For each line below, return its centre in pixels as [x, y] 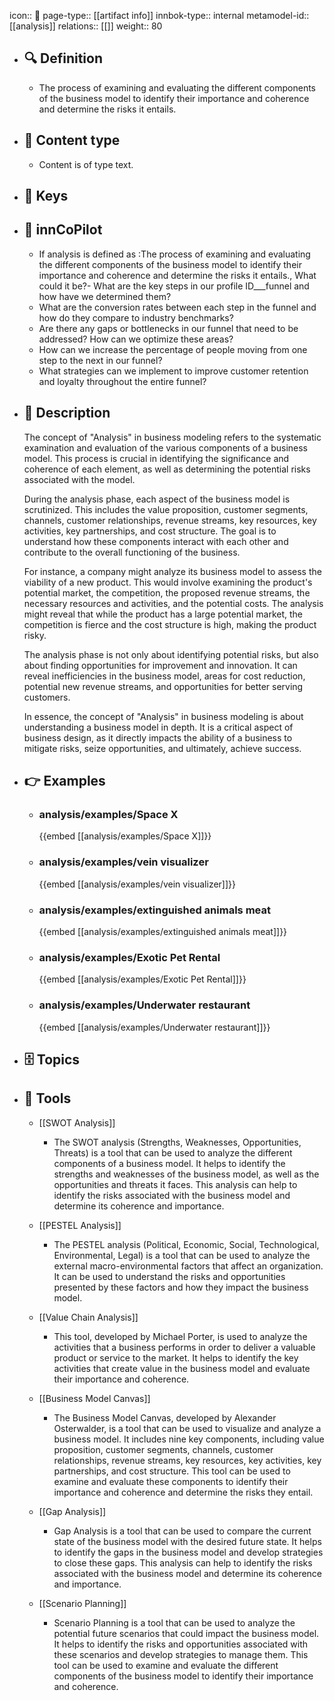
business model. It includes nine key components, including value [189, 1439]
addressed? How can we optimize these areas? [136, 339]
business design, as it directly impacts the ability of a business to [158, 737]
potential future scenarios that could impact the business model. [186, 1633]
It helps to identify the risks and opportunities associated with [181, 1644]
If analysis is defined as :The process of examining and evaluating [174, 254]
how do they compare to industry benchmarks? [136, 317]
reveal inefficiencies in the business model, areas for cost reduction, [164, 676]
